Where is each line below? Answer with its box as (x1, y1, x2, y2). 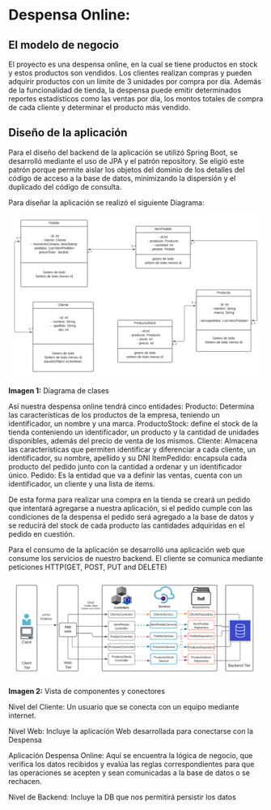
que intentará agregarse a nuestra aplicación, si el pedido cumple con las (8, 503, 253, 512)
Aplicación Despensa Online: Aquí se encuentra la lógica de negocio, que (8, 751, 253, 761)
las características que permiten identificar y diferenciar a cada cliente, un (8, 444, 256, 454)
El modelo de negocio (8, 38, 120, 52)
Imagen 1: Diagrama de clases (8, 385, 109, 395)
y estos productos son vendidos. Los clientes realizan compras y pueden (8, 68, 252, 78)
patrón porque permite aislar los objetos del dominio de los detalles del (8, 165, 245, 174)
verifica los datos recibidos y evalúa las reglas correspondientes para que (8, 760, 255, 769)
